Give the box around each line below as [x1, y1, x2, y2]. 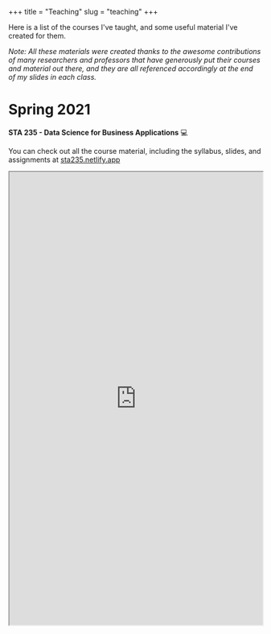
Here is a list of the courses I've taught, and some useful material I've [8, 23, 238, 31]
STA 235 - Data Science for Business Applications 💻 [8, 127, 188, 137]
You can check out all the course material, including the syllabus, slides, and [8, 146, 261, 155]
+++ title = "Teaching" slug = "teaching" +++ [8, 7, 158, 16]
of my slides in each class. [8, 73, 96, 81]
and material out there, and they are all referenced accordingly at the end [8, 64, 253, 73]
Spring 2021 [8, 101, 91, 119]
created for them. [8, 31, 67, 40]
